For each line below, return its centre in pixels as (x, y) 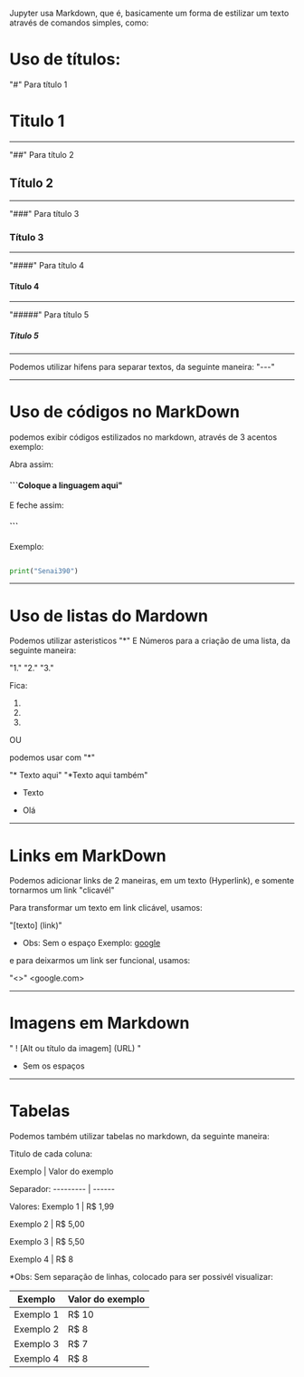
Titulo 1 (37, 121)
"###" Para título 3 (44, 213)
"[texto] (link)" (36, 925)
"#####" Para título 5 (49, 315)
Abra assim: (32, 464)
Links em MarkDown (88, 855)
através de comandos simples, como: (79, 23)
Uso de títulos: (65, 59)
